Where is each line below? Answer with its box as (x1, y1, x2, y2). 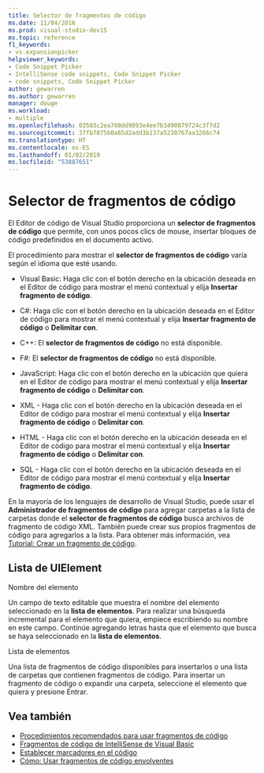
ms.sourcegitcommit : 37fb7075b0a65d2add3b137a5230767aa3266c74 (8, 129, 221, 136)
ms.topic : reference (8, 33, 76, 42)
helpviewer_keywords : (8, 56, 80, 64)
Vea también (8, 710, 72, 723)
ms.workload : (8, 107, 51, 115)
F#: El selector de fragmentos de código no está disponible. (19, 353, 217, 363)
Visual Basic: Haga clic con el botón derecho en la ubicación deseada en (19, 274, 256, 284)
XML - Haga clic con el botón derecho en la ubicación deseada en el (19, 401, 243, 410)
